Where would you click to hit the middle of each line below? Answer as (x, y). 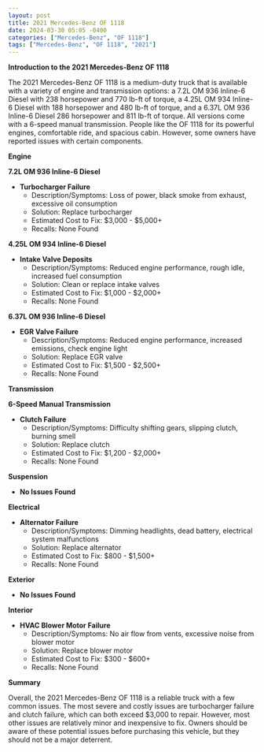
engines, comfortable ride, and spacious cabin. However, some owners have (132, 133)
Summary (24, 683)
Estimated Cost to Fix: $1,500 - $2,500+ (96, 365)
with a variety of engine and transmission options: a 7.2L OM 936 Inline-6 (127, 91)
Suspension (28, 477)
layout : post (29, 15)
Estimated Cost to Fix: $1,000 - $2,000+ (96, 293)
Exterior (22, 579)
